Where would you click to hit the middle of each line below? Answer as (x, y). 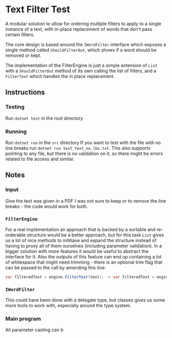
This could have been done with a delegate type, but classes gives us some (85, 300)
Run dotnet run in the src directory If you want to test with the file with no (83, 143)
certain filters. (20, 34)
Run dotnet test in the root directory (44, 118)
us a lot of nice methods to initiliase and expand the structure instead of (81, 240)
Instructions (25, 93)
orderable (16, 235)
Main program (23, 319)
